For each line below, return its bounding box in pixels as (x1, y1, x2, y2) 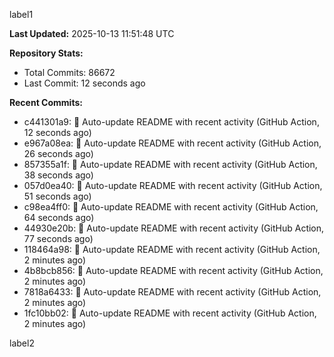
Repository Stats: (9, 47, 84, 59)
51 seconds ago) (23, 190, 92, 202)
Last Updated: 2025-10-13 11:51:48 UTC (9, 28, 175, 39)
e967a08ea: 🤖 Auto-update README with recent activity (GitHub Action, (23, 137, 322, 149)
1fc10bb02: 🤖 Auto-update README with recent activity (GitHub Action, (23, 307, 317, 319)
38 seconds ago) (23, 169, 94, 181)
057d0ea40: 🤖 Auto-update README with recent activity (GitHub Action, (23, 180, 323, 191)
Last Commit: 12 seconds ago (23, 77, 146, 89)
